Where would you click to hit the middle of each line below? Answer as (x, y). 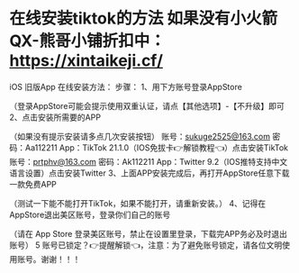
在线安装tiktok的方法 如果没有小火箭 (144, 18)
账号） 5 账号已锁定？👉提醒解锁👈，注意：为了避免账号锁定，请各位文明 (146, 245)
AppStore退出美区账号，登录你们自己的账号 (90, 214)
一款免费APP (33, 184)
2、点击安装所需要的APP (55, 117)
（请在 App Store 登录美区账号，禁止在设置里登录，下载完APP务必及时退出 (149, 233)
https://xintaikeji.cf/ (86, 61)
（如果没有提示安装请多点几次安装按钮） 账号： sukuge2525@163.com (140, 136)
